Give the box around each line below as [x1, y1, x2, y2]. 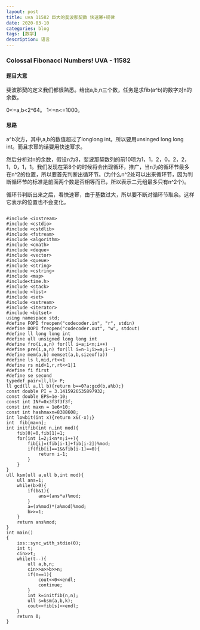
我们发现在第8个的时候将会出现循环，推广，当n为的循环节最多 [36, 163, 190, 171]
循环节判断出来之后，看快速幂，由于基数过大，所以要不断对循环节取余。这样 [6, 191, 195, 198]
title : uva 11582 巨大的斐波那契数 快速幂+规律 [6, 14, 115, 20]
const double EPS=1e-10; [6, 394, 68, 400]
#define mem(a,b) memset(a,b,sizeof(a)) [6, 352, 109, 358]
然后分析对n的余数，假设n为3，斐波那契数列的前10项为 [6, 156, 141, 163]
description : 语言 [6, 36, 50, 42]
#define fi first [6, 367, 50, 374]
